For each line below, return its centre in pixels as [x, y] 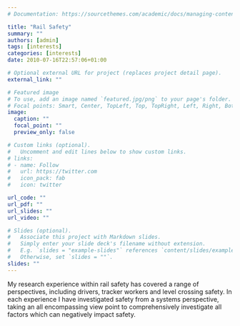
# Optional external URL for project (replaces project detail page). [115, 73]
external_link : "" [35, 79]
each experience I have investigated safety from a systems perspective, [113, 299]
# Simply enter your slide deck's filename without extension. [106, 244]
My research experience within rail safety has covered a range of [103, 284]
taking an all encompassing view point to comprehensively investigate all [115, 307]
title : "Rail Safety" [40, 27]
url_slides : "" [30, 211]
